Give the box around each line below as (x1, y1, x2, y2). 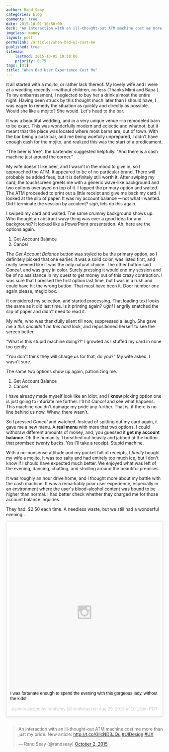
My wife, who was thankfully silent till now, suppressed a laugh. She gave (6, 318, 157, 324)
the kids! (10, 696, 27, 701)
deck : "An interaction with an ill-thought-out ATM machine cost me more (6, 26, 163, 31)
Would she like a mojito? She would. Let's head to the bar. (6, 108, 124, 114)
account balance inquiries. (6, 497, 61, 502)
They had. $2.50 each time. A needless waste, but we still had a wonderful (6, 506, 159, 512)
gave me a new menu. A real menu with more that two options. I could (6, 424, 150, 430)
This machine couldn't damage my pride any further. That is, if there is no (6, 404, 157, 410)
